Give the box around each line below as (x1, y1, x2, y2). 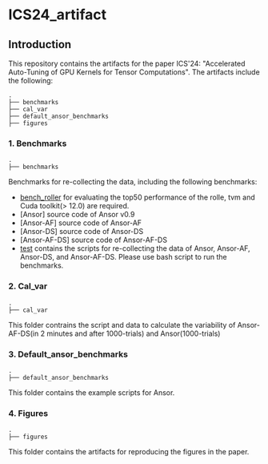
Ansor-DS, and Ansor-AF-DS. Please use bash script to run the (19, 252, 227, 262)
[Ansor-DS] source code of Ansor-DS (19, 227, 144, 236)
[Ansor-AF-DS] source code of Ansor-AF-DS (19, 235, 168, 245)
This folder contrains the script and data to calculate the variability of (8, 320, 236, 329)
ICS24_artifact (8, 6, 106, 24)
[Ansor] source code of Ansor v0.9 (19, 210, 135, 220)
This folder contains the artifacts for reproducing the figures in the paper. (8, 447, 250, 457)
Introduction (8, 38, 72, 51)
